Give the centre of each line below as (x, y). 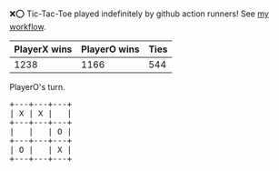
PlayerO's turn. (37, 87)
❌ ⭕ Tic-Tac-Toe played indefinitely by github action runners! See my (139, 14)
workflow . (28, 27)
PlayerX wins (43, 49)
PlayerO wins (110, 49)
